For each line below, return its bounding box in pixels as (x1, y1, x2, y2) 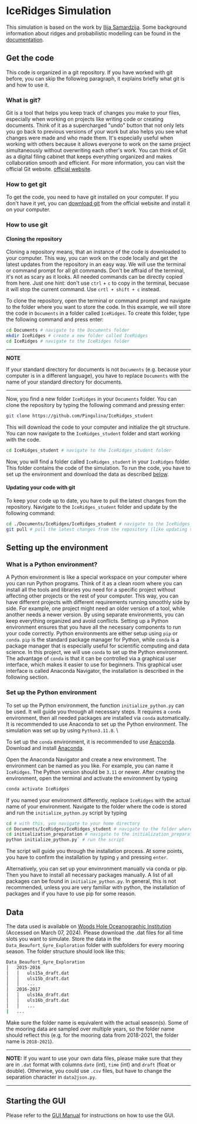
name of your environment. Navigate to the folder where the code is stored (6, 803, 187, 810)
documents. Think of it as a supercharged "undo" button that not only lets (6, 122, 185, 129)
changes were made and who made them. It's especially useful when (6, 134, 174, 142)
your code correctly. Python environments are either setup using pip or (6, 630, 178, 637)
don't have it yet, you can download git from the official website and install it (6, 200, 191, 207)
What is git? (6, 96, 41, 104)
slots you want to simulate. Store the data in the (6, 935, 121, 942)
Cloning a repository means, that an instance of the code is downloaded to (6, 248, 186, 255)
